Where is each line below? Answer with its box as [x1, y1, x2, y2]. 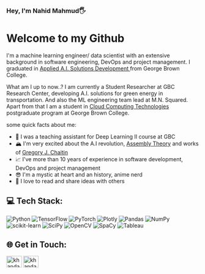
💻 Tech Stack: [6, 196, 63, 207]
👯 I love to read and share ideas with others [15, 177, 125, 185]
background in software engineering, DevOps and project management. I [6, 58, 191, 66]
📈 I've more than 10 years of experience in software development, [15, 155, 184, 162]
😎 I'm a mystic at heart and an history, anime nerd [15, 170, 143, 178]
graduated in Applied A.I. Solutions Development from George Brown [6, 64, 180, 72]
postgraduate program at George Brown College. [6, 109, 130, 116]
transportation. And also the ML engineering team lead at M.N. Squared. [6, 96, 188, 104]
